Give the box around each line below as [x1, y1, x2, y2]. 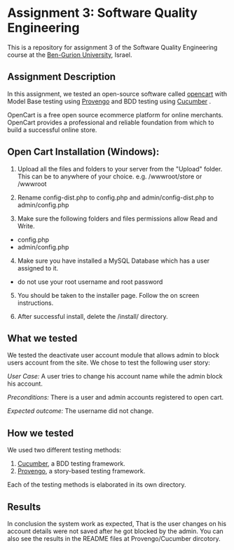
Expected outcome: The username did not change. [7, 407, 154, 415]
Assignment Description [7, 71, 116, 83]
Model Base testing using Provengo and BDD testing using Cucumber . [7, 97, 212, 105]
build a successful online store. [7, 125, 97, 134]
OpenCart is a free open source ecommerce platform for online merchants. [7, 110, 223, 119]
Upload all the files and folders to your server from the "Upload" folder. [17, 164, 223, 173]
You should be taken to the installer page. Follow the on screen [17, 291, 200, 299]
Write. [17, 221, 35, 230]
